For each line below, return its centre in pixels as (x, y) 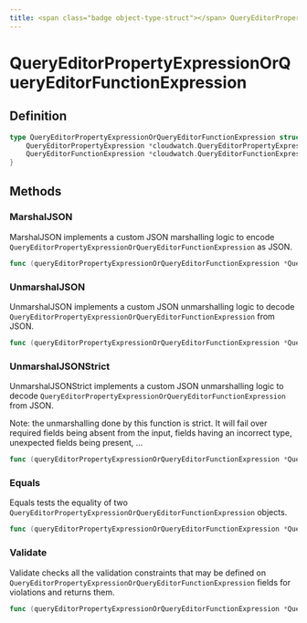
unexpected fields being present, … (76, 443)
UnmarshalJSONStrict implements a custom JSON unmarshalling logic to (147, 386)
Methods (36, 191)
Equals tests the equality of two (69, 502)
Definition (38, 116)
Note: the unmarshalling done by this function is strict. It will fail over (138, 423)
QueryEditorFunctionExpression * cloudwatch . (112, 154)
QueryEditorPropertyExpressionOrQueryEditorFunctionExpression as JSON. (151, 247)
